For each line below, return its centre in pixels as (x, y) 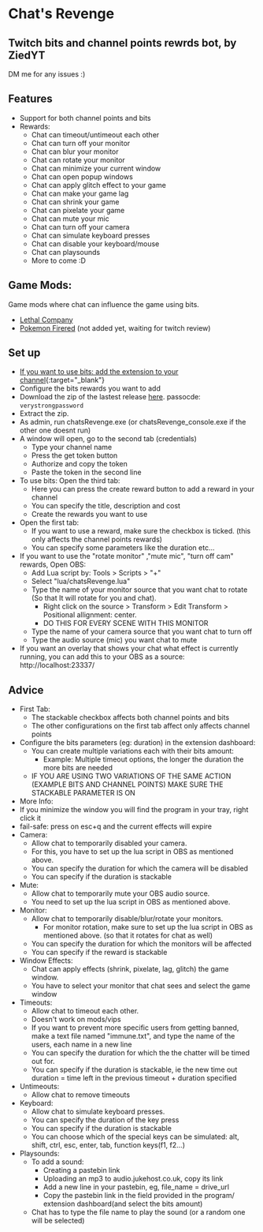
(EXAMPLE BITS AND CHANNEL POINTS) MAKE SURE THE (127, 785)
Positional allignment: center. (90, 615)
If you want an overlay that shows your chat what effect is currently (129, 649)
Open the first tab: (49, 522)
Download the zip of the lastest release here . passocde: (110, 397)
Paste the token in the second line (86, 472)
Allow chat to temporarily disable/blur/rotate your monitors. (127, 919)
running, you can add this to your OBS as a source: (102, 657)
